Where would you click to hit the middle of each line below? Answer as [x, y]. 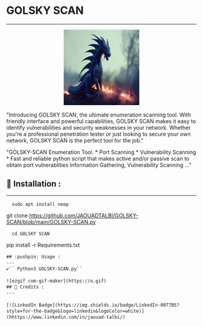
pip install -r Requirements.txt [43, 245]
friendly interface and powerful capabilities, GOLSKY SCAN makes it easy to [101, 121]
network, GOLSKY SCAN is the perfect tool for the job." [75, 140]
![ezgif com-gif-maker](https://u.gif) [56, 281]
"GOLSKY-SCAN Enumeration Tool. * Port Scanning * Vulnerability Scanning [101, 152]
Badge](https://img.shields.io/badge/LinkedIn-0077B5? [109, 305]
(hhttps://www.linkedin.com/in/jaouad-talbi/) [66, 317]
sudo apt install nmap [40, 204]
